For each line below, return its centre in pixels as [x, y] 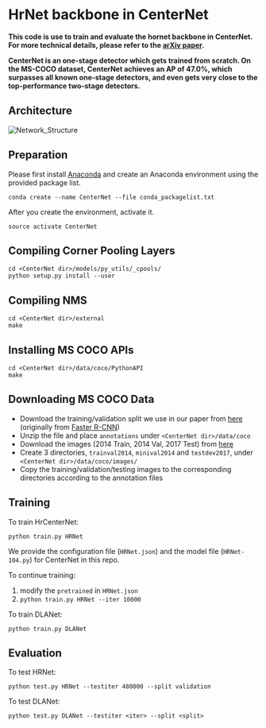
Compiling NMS [48, 300]
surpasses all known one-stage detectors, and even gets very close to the [133, 77]
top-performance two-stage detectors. [74, 86]
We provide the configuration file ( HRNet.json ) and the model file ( [116, 551]
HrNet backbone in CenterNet [108, 15]
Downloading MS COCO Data [81, 399]
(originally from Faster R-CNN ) [70, 427]
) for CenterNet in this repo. [74, 560]
